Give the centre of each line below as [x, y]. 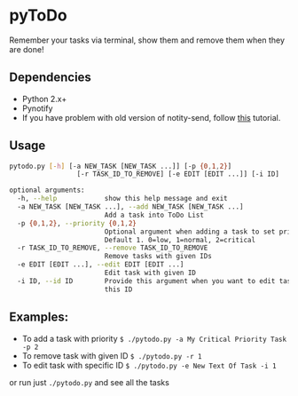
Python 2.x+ [44, 99]
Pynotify [37, 108]
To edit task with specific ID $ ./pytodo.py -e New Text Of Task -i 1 [149, 365]
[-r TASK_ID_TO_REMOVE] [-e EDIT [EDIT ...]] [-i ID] [178, 174]
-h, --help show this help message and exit [122, 199]
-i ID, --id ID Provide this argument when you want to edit [146, 281]
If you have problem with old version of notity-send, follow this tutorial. [151, 117]
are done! [27, 49]
